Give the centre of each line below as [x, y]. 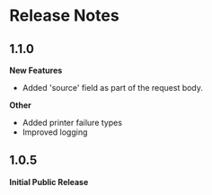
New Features [36, 70]
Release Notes [64, 16]
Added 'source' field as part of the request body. [113, 88]
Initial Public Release [49, 182]
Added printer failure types [72, 123]
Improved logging [55, 132]
